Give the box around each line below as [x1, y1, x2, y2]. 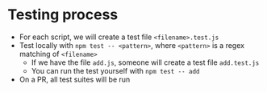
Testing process [7, 6, 119, 24]
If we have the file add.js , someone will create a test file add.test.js [31, 58, 260, 67]
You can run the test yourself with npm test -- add [31, 66, 200, 75]
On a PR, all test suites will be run [19, 74, 131, 84]
